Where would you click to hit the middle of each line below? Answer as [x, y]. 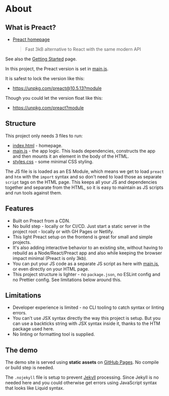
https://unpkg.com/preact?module [48, 108]
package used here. [33, 329]
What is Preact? [31, 27]
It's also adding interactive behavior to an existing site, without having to [88, 247]
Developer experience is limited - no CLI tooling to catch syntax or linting [88, 307]
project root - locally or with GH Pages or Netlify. [63, 231]
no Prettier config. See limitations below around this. [67, 280]
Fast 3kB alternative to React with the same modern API [83, 49]
